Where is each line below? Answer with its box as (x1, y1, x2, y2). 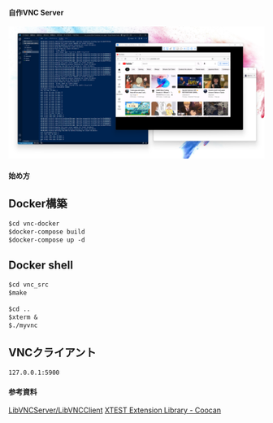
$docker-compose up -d (8, 236, 85, 244)
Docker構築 (8, 197, 67, 211)
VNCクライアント (8, 346, 97, 360)
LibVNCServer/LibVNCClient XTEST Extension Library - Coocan (8, 405, 222, 415)
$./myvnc (8, 321, 38, 329)
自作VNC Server (8, 7, 64, 17)
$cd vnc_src (8, 281, 49, 289)
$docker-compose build (8, 228, 85, 236)
